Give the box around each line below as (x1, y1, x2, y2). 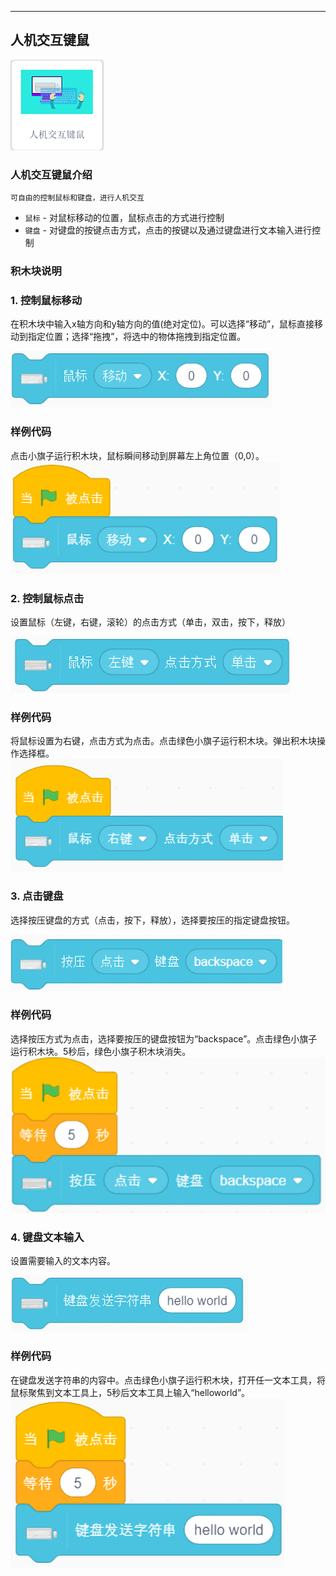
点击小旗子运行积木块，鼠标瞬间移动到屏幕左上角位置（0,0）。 (10, 449, 265, 461)
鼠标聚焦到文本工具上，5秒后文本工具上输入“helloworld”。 (10, 1386, 251, 1398)
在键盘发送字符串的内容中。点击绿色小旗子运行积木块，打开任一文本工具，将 (10, 1374, 326, 1386)
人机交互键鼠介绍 (10, 167, 93, 181)
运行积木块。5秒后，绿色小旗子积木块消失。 (10, 1045, 192, 1057)
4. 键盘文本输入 (10, 1230, 85, 1244)
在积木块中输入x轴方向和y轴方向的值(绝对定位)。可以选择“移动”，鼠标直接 (10, 318, 315, 330)
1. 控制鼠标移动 (10, 293, 83, 307)
